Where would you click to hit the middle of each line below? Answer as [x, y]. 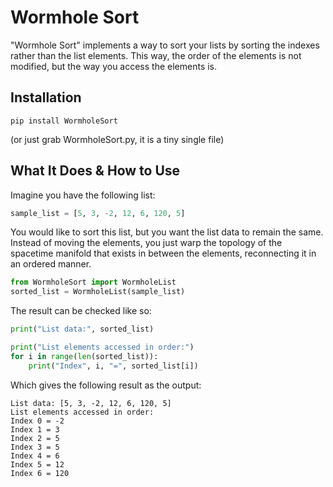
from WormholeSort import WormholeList [93, 282]
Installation [46, 97]
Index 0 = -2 [37, 421]
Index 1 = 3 [35, 429]
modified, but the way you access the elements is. [114, 66]
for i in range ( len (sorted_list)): [84, 356]
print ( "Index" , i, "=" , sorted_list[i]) [113, 366]
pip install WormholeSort [64, 121]
